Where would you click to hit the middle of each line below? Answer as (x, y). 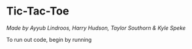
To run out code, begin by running (49, 39)
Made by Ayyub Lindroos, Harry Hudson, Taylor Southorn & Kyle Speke (96, 28)
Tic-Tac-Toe (38, 11)
